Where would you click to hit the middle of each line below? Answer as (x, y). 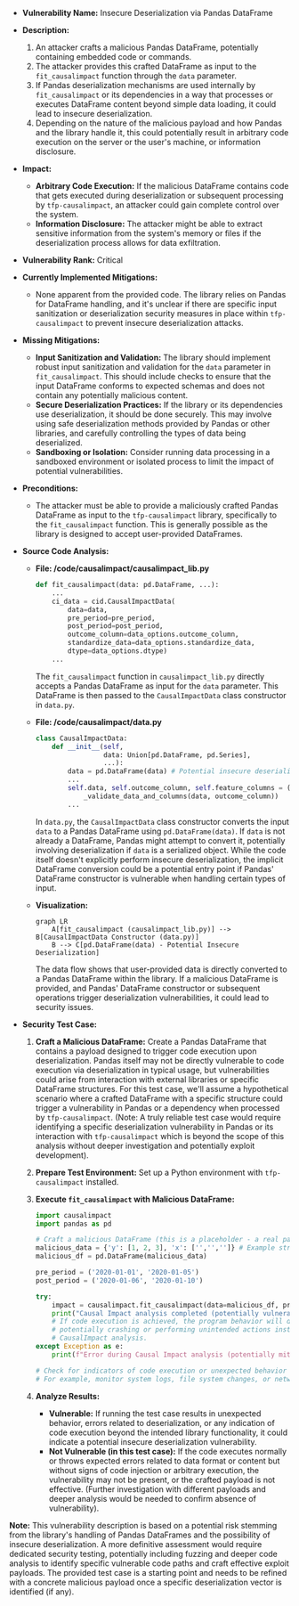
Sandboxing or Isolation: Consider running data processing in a (153, 452)
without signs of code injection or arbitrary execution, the (154, 1470)
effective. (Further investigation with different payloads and (158, 1489)
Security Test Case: (60, 1024)
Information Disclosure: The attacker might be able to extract (149, 224)
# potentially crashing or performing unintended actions (162, 1330)
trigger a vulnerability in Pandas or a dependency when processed (158, 1107)
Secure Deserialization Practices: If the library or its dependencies (159, 405)
